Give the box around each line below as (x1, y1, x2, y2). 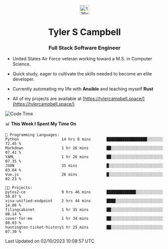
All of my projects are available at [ (12, 96, 85, 102)
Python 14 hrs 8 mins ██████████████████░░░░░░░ (5, 137, 163, 142)
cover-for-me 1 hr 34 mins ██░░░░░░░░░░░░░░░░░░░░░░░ (5, 216, 163, 221)
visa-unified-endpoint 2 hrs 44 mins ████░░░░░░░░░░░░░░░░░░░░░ (5, 199, 163, 204)
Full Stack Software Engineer (48, 44, 121, 51)
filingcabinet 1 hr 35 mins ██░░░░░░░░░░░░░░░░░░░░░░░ (5, 207, 163, 212)
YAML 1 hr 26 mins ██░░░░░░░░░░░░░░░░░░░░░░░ (5, 154, 163, 159)
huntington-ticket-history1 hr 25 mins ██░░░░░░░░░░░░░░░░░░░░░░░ (5, 225, 163, 230)
